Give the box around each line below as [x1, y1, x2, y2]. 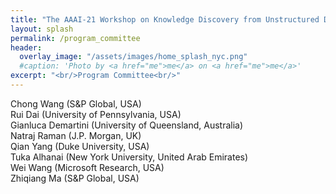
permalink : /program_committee [10, 33, 141, 43]
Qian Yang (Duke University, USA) [10, 140, 150, 152]
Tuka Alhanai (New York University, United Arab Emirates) [10, 151, 249, 163]
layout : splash [10, 24, 74, 34]
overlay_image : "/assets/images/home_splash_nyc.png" [19, 52, 248, 62]
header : [10, 42, 43, 53]
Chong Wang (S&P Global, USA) [10, 97, 142, 110]
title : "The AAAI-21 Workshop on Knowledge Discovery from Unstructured [10, 14, 320, 25]
